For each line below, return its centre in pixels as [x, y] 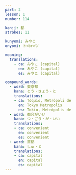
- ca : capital [28, 156]
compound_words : [22, 82]
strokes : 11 [17, 33]
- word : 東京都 [24, 87]
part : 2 [13, 10]
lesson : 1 [15, 14]
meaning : [14, 55]
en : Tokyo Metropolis [40, 105]
